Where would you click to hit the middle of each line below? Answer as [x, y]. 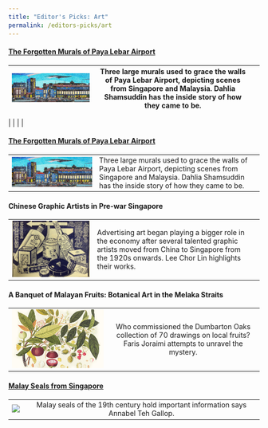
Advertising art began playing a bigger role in [171, 233]
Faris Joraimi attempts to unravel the [183, 344]
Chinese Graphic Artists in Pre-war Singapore [86, 206]
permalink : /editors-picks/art [60, 25]
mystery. [183, 352]
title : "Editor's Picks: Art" [59, 17]
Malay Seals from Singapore [56, 386]
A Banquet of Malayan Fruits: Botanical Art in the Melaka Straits [116, 294]
